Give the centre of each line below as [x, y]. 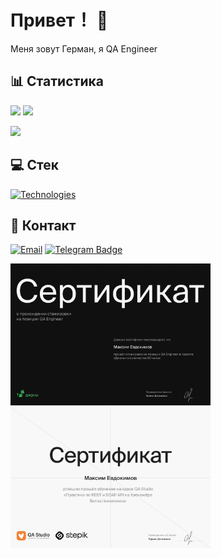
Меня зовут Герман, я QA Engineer [84, 48]
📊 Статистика [57, 81]
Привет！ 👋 [59, 20]
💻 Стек [35, 165]
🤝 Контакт [43, 225]
